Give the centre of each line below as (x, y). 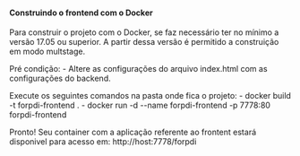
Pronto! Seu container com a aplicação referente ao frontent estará (133, 132)
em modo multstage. (47, 52)
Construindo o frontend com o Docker (81, 13)
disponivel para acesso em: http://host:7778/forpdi (103, 142)
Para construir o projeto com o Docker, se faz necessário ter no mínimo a (144, 32)
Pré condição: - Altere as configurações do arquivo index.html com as (138, 69)
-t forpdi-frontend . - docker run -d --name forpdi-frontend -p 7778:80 (140, 105)
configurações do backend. (60, 78)
